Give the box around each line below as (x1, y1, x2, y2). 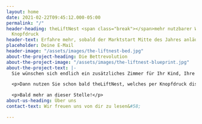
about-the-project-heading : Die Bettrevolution (6, 54, 128, 60)
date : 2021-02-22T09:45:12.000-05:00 (6, 14, 101, 20)
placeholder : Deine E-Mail (6, 43, 74, 49)
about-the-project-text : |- (6, 64, 77, 71)
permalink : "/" (6, 20, 44, 26)
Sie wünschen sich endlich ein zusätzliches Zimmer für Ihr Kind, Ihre (11, 70, 195, 76)
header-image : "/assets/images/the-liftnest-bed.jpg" (6, 48, 144, 54)
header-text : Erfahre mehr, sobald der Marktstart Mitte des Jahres (6, 37, 182, 43)
